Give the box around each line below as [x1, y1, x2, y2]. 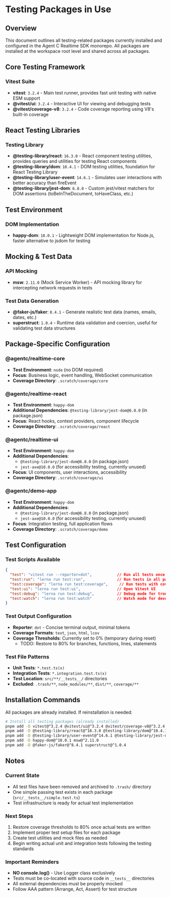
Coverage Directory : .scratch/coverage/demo [12, 526, 108, 532]
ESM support [12, 95, 41, 101]
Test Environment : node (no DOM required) [12, 366, 103, 372]
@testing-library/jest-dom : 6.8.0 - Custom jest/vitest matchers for [12, 185, 155, 191]
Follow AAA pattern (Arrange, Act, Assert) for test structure [12, 886, 137, 892]
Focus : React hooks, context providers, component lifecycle [12, 418, 139, 424]
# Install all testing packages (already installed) [5, 719, 120, 724]
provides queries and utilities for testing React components [12, 158, 137, 164]
